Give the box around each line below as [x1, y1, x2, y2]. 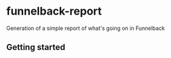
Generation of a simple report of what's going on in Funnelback [6, 24, 166, 32]
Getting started [6, 42, 66, 53]
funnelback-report [6, 4, 102, 18]
